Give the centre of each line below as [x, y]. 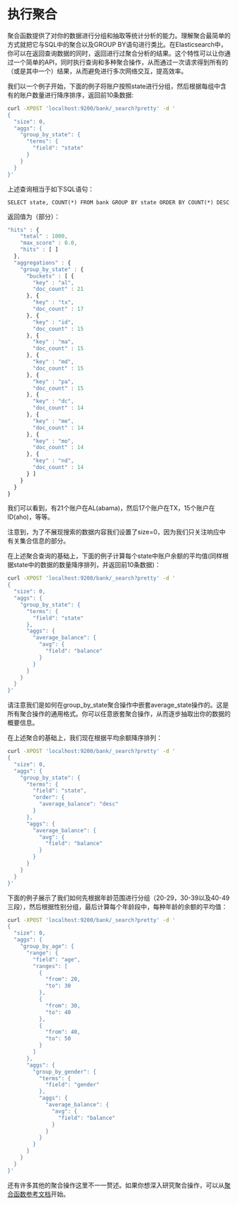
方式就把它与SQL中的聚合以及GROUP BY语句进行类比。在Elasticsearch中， [117, 44]
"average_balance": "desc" [79, 804]
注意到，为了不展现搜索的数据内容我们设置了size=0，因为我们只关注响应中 [117, 532]
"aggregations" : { [42, 263]
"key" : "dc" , [53, 402]
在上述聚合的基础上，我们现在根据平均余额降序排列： [85, 738]
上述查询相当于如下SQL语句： [51, 189]
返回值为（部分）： [34, 216]
